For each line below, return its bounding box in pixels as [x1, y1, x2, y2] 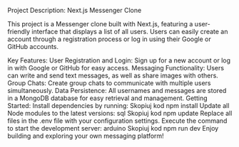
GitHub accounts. [7, 43, 59, 50]
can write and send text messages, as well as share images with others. [7, 71, 219, 80]
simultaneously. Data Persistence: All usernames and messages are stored [7, 87, 227, 94]
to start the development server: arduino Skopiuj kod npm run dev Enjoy [7, 124, 219, 132]
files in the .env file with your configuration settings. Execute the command [7, 116, 228, 125]
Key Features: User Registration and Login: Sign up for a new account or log [7, 56, 230, 65]
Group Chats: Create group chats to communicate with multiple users [7, 79, 211, 87]
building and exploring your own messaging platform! [7, 131, 164, 140]
